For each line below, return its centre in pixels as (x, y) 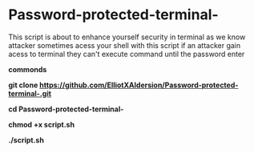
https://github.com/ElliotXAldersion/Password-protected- (139, 85)
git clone (23, 85)
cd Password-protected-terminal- (66, 109)
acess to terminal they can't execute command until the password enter (127, 54)
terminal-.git (30, 93)
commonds (28, 69)
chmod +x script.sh (41, 124)
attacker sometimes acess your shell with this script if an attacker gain (125, 45)
